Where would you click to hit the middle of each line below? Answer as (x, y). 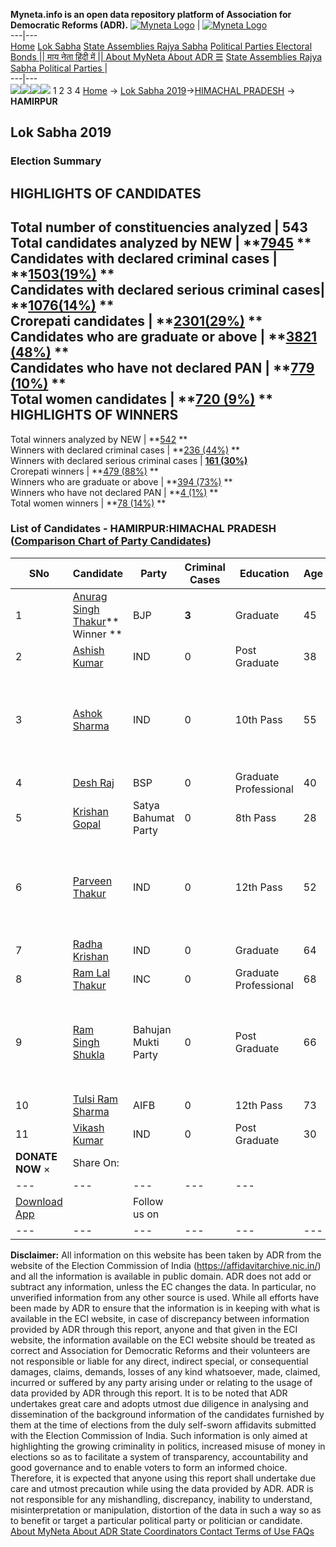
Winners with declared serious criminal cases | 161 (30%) (129, 460)
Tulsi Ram (95, 1099)
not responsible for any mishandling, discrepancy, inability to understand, (161, 1499)
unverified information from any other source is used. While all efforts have (165, 1297)
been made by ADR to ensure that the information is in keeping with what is (165, 1308)
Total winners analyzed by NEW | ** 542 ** (99, 439)
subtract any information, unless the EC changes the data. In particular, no (163, 1286)
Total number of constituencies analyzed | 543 (159, 227)
